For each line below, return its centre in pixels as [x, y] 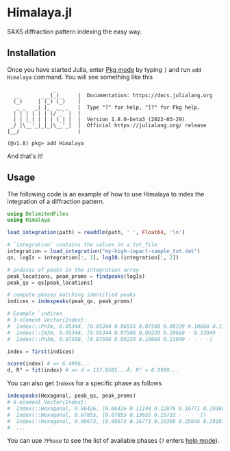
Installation [31, 53]
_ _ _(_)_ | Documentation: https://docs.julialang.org [114, 95]
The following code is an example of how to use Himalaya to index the [106, 194]
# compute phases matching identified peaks [72, 295]
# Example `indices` [37, 314]
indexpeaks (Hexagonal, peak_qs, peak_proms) [72, 396]
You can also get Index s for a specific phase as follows [85, 383]
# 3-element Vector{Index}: [47, 320]
